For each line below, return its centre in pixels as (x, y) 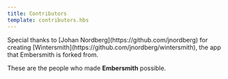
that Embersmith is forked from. (53, 54)
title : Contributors (37, 14)
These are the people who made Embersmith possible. (87, 68)
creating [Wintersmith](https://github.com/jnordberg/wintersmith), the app (114, 47)
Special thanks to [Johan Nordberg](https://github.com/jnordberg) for (108, 39)
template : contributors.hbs (48, 20)
